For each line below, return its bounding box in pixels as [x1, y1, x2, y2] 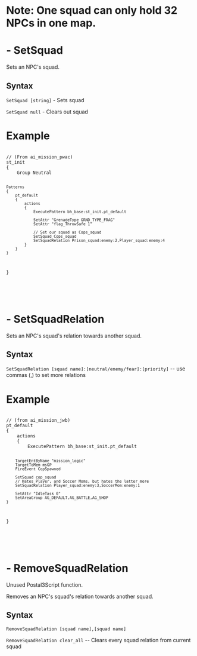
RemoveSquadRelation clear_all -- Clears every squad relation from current [6, 636, 191, 643]
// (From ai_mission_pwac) [6, 154, 73, 160]
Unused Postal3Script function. [6, 581, 83, 588]
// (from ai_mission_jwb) [6, 418, 70, 424]
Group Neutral [17, 170, 52, 176]
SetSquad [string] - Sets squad [6, 96, 85, 103]
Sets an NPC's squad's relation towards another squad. [6, 332, 142, 339]
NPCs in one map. [6, 16, 96, 30]
